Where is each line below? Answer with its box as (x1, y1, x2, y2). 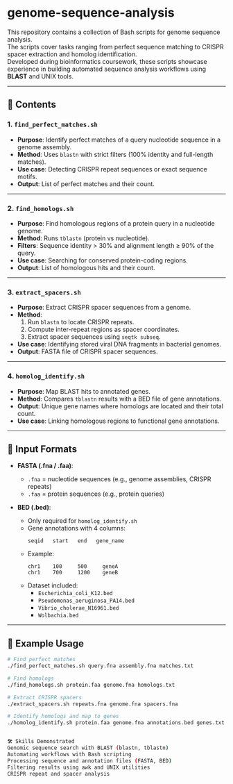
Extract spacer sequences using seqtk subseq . (27, 333, 161, 341)
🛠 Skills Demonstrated (7, 738, 75, 745)
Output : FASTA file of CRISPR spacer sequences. (17, 347, 158, 356)
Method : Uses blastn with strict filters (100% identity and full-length (17, 150, 214, 158)
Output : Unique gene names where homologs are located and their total (17, 401, 224, 410)
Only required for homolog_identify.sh (27, 517, 137, 525)
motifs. (17, 172, 37, 181)
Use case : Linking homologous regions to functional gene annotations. (17, 417, 220, 425)
